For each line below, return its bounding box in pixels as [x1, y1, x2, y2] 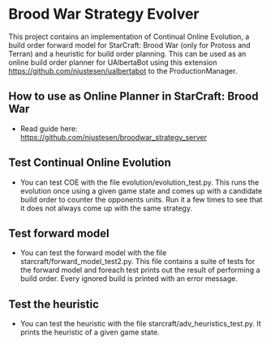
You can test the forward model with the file [19, 248, 167, 258]
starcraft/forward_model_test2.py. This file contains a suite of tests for [19, 257, 256, 266]
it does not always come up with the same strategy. [19, 203, 193, 213]
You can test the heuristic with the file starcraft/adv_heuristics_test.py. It [19, 319, 261, 329]
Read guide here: [19, 123, 78, 134]
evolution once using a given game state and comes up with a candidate [19, 185, 262, 195]
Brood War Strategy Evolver [8, 5, 200, 23]
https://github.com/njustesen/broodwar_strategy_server [19, 132, 207, 142]
